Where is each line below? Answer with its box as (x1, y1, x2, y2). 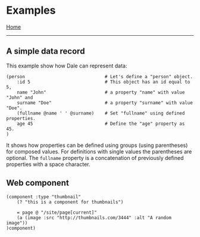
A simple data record (6, 46, 85, 57)
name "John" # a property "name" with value (17, 89, 185, 96)
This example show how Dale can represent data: (6, 62, 127, 69)
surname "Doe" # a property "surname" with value (17, 100, 193, 106)
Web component (6, 178, 70, 188)
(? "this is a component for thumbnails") (17, 199, 124, 205)
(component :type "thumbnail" (6, 193, 82, 200)
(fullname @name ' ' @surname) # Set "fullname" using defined (17, 110, 185, 116)
